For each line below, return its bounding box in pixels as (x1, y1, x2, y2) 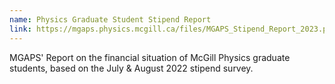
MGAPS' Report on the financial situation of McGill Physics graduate (9, 51, 291, 63)
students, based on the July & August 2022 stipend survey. (9, 62, 254, 74)
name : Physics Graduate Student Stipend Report (9, 14, 212, 25)
